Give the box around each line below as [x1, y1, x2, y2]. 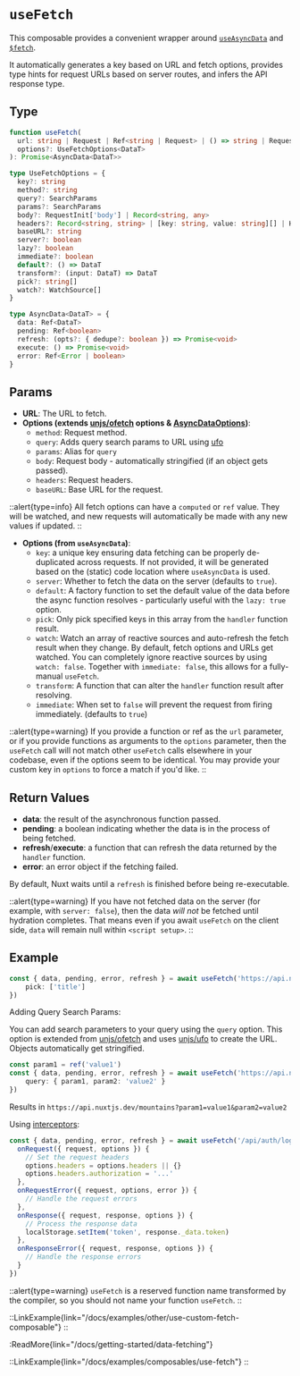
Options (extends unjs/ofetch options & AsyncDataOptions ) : [21, 418, 251, 428]
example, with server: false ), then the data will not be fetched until [9, 906, 259, 916]
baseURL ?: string [17, 227, 82, 236]
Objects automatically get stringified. [9, 1043, 145, 1054]
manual [35, 671, 63, 681]
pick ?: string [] [17, 277, 78, 286]
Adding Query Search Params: [9, 1007, 121, 1017]
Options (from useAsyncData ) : [21, 538, 131, 549]
